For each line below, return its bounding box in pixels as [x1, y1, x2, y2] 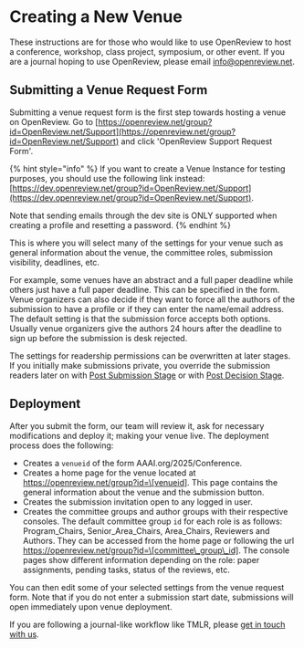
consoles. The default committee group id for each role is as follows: [22, 516, 283, 527]
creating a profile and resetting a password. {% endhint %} [9, 219, 231, 230]
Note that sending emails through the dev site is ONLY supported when [9, 210, 278, 221]
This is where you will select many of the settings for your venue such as [9, 237, 284, 248]
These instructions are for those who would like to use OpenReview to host [9, 37, 292, 47]
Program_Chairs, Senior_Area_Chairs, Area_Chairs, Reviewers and [22, 525, 270, 536]
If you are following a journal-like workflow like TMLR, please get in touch [9, 619, 286, 630]
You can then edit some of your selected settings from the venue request [9, 581, 285, 592]
